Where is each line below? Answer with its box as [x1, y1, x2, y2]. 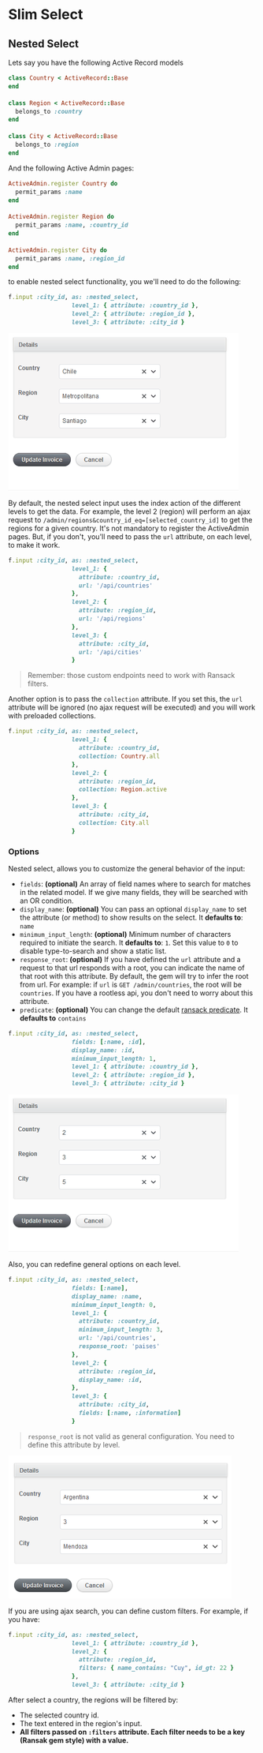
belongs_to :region [15, 140, 80, 148]
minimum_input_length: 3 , [78, 1326, 164, 1334]
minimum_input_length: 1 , [71, 1054, 157, 1062]
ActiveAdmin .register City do [8, 246, 108, 254]
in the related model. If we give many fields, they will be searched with [19, 887, 248, 897]
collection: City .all [78, 818, 150, 826]
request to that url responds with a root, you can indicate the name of [19, 963, 246, 972]
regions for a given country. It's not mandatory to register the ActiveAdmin [8, 523, 250, 533]
